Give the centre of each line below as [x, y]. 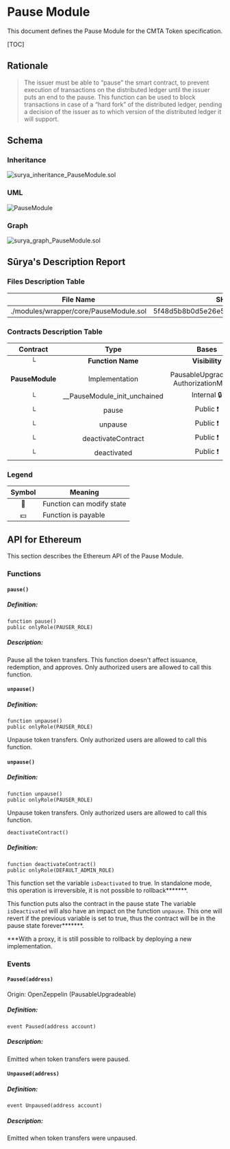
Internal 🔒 [207, 395]
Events [19, 964]
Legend [20, 475]
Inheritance [27, 160]
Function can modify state [84, 504]
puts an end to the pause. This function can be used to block [110, 97]
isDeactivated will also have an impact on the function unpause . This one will [115, 911]
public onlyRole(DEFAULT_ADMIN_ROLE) [61, 870]
